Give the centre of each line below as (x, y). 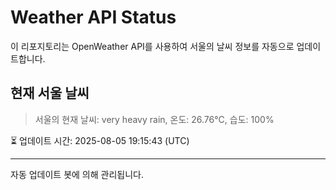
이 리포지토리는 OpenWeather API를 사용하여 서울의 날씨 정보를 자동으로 (152, 46)
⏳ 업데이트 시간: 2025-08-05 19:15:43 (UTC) (100, 140)
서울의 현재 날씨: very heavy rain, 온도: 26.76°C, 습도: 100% (154, 119)
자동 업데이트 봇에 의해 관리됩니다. (77, 174)
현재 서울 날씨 (50, 93)
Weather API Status (93, 17)
